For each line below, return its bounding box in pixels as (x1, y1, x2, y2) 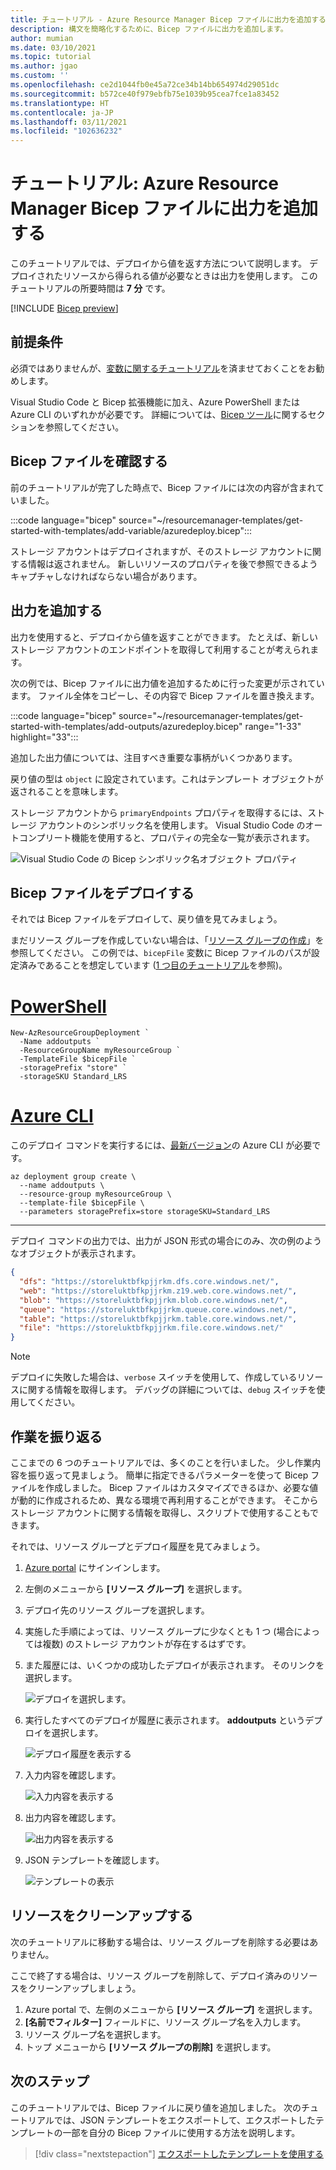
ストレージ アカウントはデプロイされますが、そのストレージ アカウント (10, 545, 305, 557)
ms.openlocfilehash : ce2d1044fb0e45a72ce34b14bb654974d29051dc (10, 80, 280, 90)
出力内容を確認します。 (24, 1812, 122, 1823)
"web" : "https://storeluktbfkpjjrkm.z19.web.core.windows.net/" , (19, 1286, 298, 1296)
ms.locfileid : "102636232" (10, 126, 123, 136)
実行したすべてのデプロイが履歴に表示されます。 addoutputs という (24, 1714, 306, 1726)
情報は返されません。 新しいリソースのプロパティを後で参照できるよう (27, 557, 318, 570)
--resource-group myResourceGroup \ (19, 1189, 172, 1200)
